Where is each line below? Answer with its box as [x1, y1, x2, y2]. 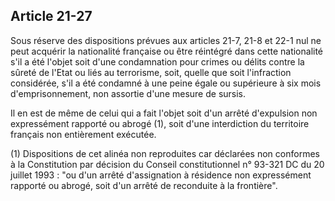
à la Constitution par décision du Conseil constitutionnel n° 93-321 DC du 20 [10, 158, 325, 170]
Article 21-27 [10, 8, 93, 25]
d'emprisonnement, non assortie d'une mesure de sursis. [10, 87, 247, 99]
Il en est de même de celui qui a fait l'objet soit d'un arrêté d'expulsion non [10, 107, 318, 119]
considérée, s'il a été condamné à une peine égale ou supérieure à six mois [10, 77, 322, 89]
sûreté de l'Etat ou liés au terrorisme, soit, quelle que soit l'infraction [10, 66, 292, 78]
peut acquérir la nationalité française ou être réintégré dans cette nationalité [10, 45, 324, 57]
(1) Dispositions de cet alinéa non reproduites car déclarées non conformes [10, 147, 320, 159]
